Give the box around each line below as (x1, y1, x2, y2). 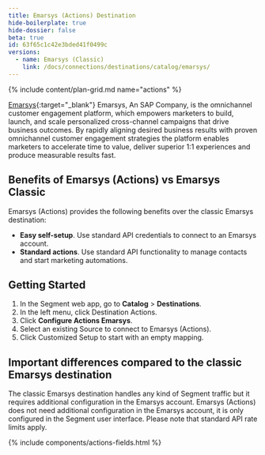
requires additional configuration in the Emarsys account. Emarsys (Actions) (8, 397, 256, 407)
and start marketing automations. (19, 255, 128, 265)
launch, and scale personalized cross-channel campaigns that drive (8, 116, 229, 126)
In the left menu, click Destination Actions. (19, 307, 157, 317)
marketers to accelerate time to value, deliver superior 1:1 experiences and (8, 141, 251, 151)
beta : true (8, 33, 44, 42)
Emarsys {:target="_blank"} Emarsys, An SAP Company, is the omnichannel (8, 100, 252, 109)
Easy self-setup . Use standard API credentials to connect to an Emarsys (19, 230, 257, 239)
